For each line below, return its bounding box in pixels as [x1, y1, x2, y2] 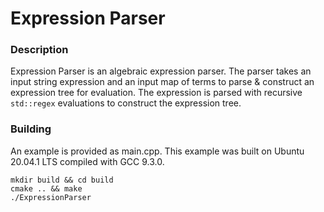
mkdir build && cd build [10, 175, 114, 185]
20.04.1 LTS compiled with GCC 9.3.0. [10, 155, 165, 167]
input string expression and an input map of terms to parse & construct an [10, 76, 315, 88]
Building [10, 122, 52, 136]
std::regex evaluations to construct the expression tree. [10, 97, 242, 109]
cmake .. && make [10, 183, 83, 194]
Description [10, 43, 69, 57]
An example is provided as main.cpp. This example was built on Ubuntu [10, 145, 305, 157]
